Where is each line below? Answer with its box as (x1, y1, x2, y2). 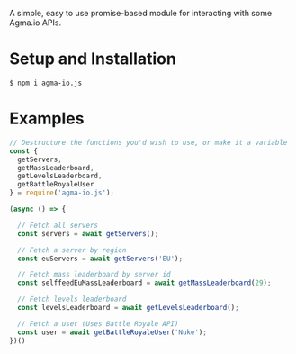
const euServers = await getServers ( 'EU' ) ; (17, 254, 183, 263)
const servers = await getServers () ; (17, 229, 159, 238)
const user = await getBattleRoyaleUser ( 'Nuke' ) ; (17, 328, 207, 337)
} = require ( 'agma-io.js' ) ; (9, 188, 115, 197)
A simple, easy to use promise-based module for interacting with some (9, 8, 273, 18)
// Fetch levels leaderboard (17, 295, 127, 304)
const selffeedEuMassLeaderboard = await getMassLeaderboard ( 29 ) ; (17, 278, 272, 287)
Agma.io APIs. (9, 17, 61, 28)
